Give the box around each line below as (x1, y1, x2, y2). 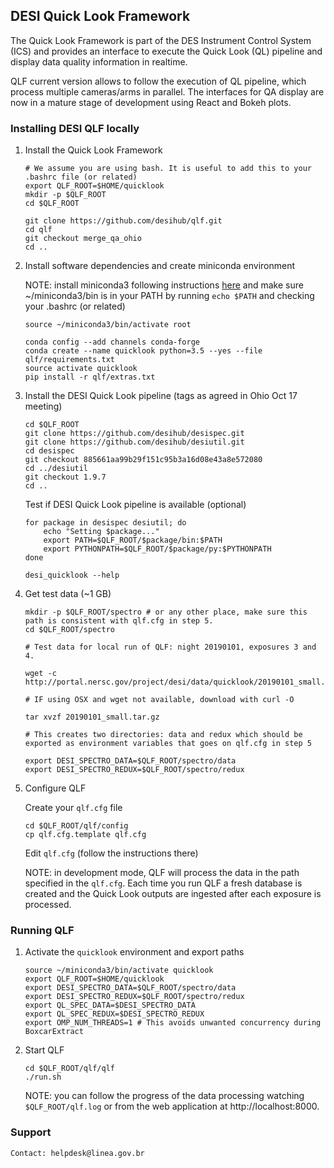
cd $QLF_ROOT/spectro (24, 625, 115, 635)
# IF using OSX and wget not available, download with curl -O (24, 695, 295, 705)
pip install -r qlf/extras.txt (24, 372, 156, 383)
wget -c (24, 669, 57, 679)
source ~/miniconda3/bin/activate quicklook (24, 965, 214, 976)
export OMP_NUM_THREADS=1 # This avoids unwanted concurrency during (24, 1018, 322, 1028)
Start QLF (24, 1044, 65, 1056)
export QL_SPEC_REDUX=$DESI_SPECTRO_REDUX (24, 1009, 205, 1019)
